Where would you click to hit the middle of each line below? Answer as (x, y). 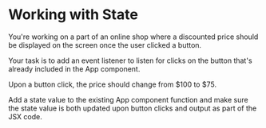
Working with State (73, 15)
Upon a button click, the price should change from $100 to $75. (113, 84)
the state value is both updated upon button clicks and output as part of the (133, 108)
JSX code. (25, 116)
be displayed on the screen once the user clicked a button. (105, 45)
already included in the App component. (74, 68)
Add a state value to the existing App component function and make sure (129, 99)
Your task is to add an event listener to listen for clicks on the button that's (131, 60)
